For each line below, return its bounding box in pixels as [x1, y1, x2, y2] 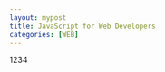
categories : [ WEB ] [9, 30, 79, 39]
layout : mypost [9, 13, 67, 22]
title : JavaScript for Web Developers [9, 22, 156, 31]
